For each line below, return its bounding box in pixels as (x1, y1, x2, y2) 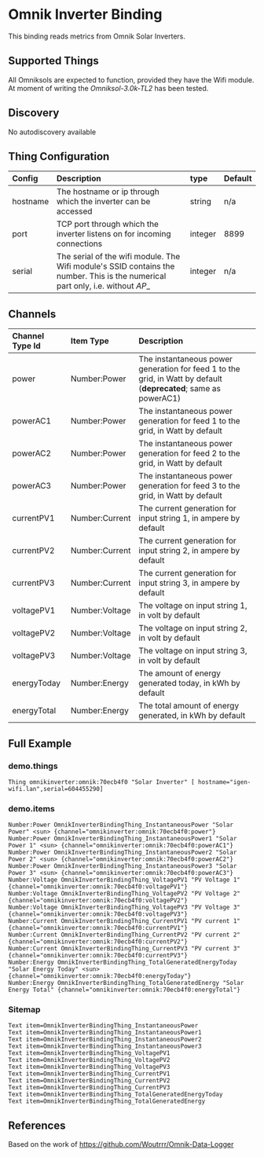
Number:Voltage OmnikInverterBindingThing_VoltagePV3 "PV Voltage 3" (8, 903, 241, 912)
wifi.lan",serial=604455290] (8, 785, 104, 793)
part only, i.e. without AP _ (56, 280, 151, 291)
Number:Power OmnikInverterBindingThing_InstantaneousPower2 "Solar (8, 848, 237, 857)
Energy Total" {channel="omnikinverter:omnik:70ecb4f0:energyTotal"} (8, 986, 241, 994)
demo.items (8, 803, 55, 814)
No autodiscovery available (8, 127, 97, 137)
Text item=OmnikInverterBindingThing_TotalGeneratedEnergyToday (8, 1090, 223, 1099)
